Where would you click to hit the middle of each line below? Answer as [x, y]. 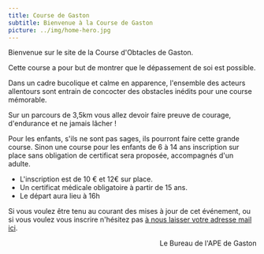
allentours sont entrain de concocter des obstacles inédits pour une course [130, 92]
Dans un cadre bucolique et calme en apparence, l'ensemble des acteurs [127, 83]
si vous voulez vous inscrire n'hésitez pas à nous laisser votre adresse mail [130, 220]
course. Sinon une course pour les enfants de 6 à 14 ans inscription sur [124, 148]
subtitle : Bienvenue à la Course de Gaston [81, 23]
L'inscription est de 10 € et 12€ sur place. [86, 179]
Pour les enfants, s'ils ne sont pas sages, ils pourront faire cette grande [124, 139]
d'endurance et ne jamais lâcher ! [62, 124]
